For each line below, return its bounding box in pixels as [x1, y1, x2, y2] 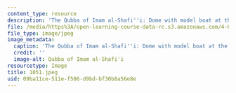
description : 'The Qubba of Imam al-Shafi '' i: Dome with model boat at [7, 17, 221, 24]
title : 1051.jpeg [7, 69, 58, 76]
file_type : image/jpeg [7, 29, 74, 37]
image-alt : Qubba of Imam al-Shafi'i [13, 56, 124, 63]
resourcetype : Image [7, 62, 68, 69]
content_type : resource [7, 10, 77, 17]
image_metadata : [7, 36, 55, 43]
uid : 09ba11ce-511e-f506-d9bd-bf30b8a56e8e [7, 75, 137, 83]
